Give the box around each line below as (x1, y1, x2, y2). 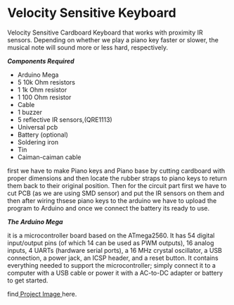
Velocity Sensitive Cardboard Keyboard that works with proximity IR (7, 28, 203, 37)
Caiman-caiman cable (17, 153, 82, 161)
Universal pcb (17, 123, 58, 131)
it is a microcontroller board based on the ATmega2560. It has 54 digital (7, 231, 215, 239)
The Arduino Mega (7, 217, 63, 226)
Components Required (7, 56, 75, 65)
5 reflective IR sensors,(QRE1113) (17, 115, 112, 124)
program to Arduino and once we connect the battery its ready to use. (7, 204, 210, 212)
